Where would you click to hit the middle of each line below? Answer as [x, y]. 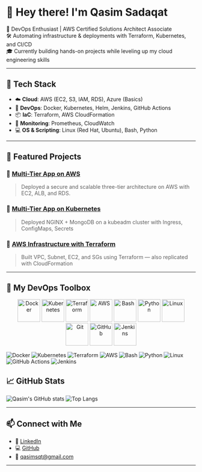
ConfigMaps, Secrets [47, 228]
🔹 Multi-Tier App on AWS [43, 174]
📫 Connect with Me [44, 424]
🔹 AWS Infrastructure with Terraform [61, 244]
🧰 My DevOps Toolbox [48, 288]
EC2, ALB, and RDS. [46, 193]
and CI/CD [19, 44]
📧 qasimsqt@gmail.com [44, 457]
